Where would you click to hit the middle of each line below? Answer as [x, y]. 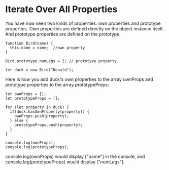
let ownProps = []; [26, 94]
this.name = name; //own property [47, 48]
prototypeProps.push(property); [48, 125]
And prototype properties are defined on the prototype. [63, 34]
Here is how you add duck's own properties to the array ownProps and [79, 79]
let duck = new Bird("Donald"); [39, 70]
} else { [19, 120]
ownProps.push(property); [42, 116]
